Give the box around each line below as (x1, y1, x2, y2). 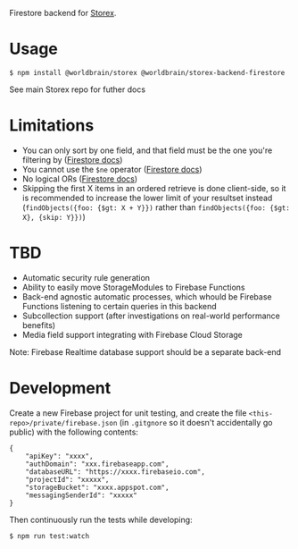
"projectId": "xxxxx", (25, 475, 110, 484)
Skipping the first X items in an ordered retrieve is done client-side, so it (21, 182, 286, 193)
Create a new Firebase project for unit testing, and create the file (9, 407, 247, 418)
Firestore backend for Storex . (9, 8, 117, 18)
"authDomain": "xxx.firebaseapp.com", (25, 460, 170, 469)
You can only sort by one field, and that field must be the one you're (21, 145, 273, 156)
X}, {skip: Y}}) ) (21, 211, 87, 222)
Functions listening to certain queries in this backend (21, 300, 217, 311)
